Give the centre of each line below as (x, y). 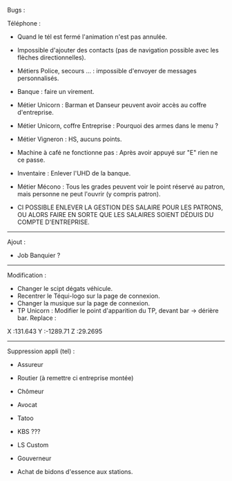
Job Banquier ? (39, 255)
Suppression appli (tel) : (41, 351)
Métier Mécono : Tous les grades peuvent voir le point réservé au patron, (121, 187)
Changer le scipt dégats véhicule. (65, 289)
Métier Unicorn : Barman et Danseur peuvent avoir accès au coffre (112, 105)
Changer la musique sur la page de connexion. (84, 303)
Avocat (27, 405)
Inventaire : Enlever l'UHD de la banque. (74, 173)
